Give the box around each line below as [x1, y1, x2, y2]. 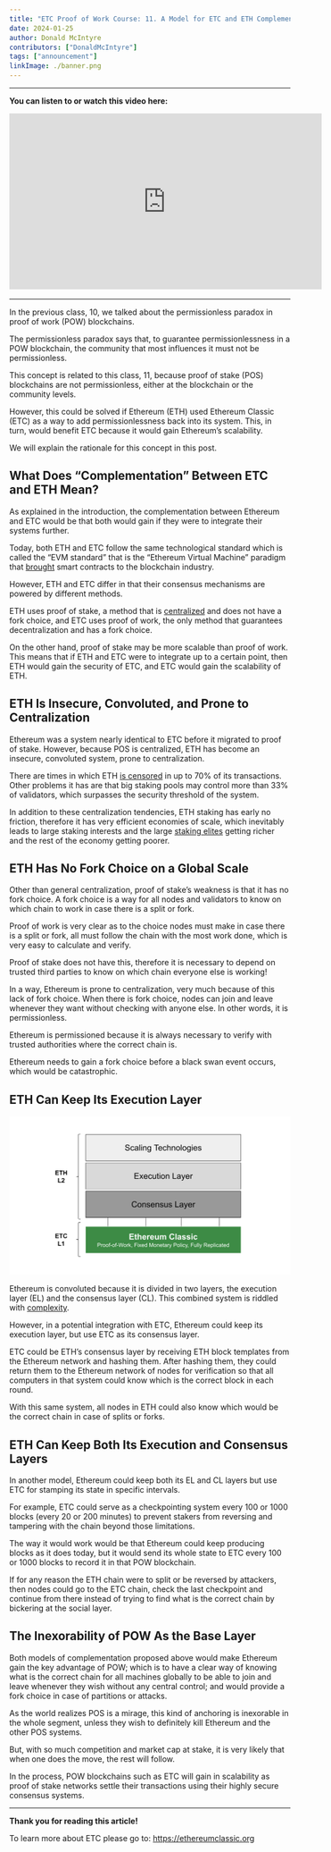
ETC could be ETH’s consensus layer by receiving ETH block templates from [9, 1346, 290, 1358]
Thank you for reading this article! [9, 1815, 138, 1826]
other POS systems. [9, 1726, 83, 1738]
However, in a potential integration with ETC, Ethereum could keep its [9, 1319, 263, 1331]
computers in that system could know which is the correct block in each [9, 1375, 274, 1385]
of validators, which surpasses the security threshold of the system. [9, 789, 260, 800]
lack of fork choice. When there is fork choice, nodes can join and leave [9, 993, 274, 1005]
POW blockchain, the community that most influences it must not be [9, 343, 260, 353]
